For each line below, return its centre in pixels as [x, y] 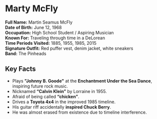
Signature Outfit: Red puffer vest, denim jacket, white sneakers [69, 48]
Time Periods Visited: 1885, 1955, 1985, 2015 [51, 43]
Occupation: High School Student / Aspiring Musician [60, 32]
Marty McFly [32, 9]
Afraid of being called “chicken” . [46, 96]
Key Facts [20, 69]
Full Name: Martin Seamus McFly [39, 22]
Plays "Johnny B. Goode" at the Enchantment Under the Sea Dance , [82, 81]
